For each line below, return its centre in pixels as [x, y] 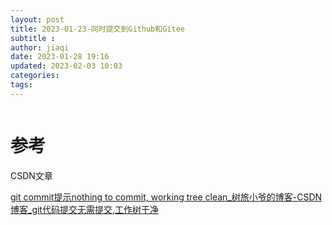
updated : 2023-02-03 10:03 [66, 66]
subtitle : [33, 38]
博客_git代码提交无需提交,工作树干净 [84, 209]
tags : [21, 85]
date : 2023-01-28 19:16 [60, 57]
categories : [35, 76]
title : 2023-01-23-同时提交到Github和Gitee [97, 29]
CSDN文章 [31, 175]
